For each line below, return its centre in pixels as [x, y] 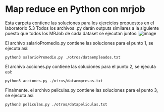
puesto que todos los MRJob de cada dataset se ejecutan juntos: [71, 33]
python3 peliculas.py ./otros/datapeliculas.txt [56, 104]
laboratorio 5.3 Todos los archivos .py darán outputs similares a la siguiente [82, 28]
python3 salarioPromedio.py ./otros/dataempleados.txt [63, 57]
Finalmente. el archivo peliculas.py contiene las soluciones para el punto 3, [82, 90]
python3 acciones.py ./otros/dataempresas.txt [54, 81]
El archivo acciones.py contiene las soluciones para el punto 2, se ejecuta [81, 66]
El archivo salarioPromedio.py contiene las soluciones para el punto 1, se [79, 43]
